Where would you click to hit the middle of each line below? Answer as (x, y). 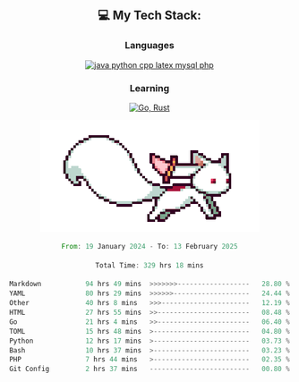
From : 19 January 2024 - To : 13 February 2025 (149, 246)
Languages (149, 46)
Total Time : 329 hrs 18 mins (149, 265)
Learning (149, 88)
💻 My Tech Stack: (149, 16)
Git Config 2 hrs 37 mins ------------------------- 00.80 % (149, 369)
